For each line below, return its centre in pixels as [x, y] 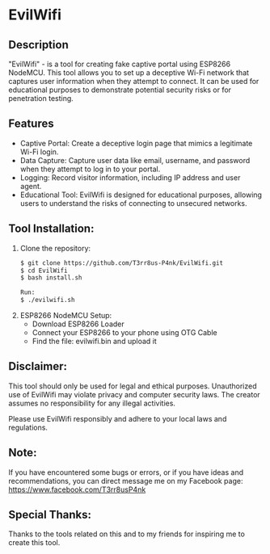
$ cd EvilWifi [44, 271]
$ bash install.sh [51, 278]
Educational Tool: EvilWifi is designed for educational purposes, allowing [141, 195]
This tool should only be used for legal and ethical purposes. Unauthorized [133, 386]
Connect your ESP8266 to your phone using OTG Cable [124, 332]
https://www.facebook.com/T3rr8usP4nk [77, 489]
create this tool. [34, 543]
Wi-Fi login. [39, 152]
